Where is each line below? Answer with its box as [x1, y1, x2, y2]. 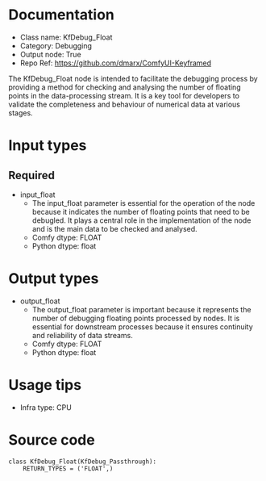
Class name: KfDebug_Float [19, 32, 113, 42]
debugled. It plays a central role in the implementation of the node [31, 215, 251, 225]
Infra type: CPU [19, 402, 73, 412]
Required [8, 168, 55, 182]
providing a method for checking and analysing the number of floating [8, 82, 241, 92]
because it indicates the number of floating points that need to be [31, 207, 250, 216]
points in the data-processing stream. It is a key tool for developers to [8, 90, 240, 100]
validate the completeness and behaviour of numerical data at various [8, 99, 240, 109]
